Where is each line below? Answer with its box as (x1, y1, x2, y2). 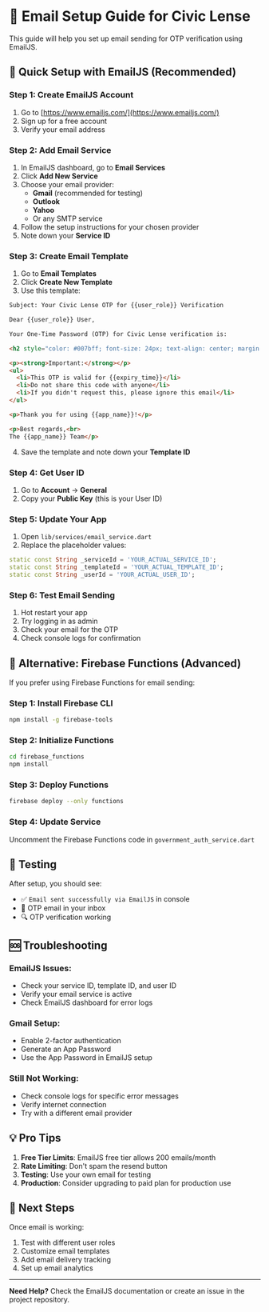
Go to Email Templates (20, 269, 97, 278)
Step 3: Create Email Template (9, 250, 129, 262)
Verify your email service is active (20, 990, 133, 999)
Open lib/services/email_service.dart (20, 532, 152, 542)
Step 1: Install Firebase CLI (9, 698, 113, 709)
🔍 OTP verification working (20, 912, 112, 922)
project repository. (9, 1295, 70, 1305)
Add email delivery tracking (20, 1255, 111, 1265)
